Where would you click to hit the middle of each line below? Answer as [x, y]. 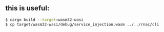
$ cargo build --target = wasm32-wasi [44, 19]
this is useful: [27, 8]
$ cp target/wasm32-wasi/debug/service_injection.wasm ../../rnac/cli [82, 24]
